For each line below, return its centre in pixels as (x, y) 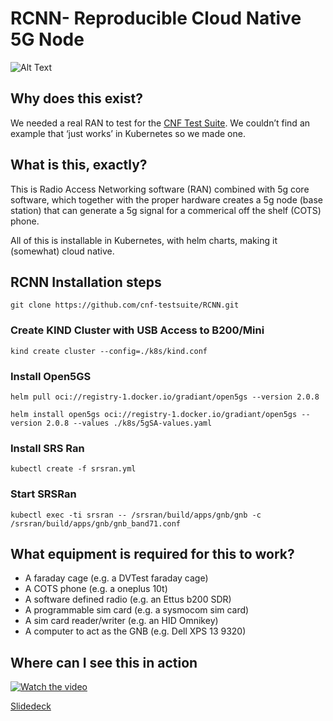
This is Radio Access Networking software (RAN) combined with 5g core (160, 189)
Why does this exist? (76, 98)
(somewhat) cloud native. (62, 251)
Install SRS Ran (47, 448)
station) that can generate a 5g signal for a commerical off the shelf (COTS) (166, 210)
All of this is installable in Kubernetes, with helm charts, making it (144, 240)
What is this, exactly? (79, 165)
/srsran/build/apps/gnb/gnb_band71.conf (96, 523)
